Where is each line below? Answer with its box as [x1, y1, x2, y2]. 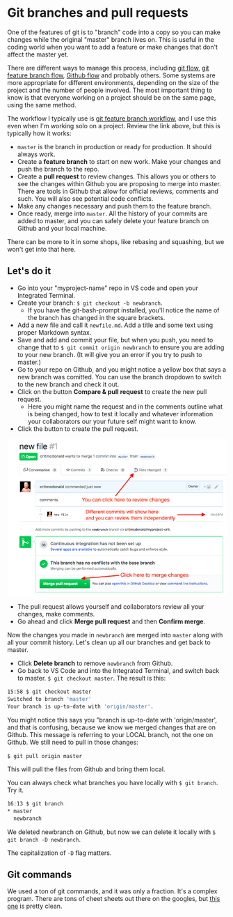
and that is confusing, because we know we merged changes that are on [7, 723, 216, 732]
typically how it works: [7, 129, 72, 137]
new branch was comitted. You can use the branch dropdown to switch [17, 372, 222, 381]
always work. [17, 150, 56, 158]
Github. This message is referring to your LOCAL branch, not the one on [7, 730, 214, 738]
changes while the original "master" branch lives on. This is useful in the [7, 35, 214, 43]
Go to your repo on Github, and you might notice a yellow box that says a [17, 365, 227, 374]
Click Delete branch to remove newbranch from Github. [17, 659, 173, 667]
